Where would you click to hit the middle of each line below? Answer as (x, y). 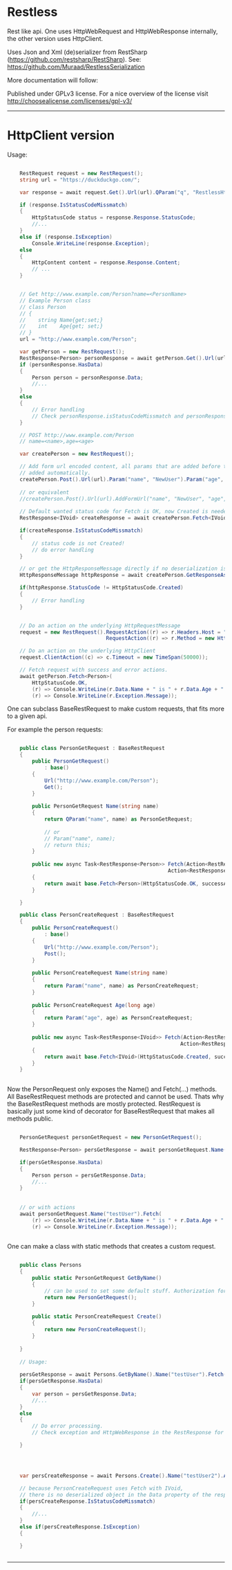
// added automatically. (55, 473)
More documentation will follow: (53, 80)
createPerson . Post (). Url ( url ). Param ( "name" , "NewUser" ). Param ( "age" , (122, 479)
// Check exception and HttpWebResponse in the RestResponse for (128, 1433)
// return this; (67, 845)
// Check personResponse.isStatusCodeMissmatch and (108, 416)
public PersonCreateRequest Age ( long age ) (94, 1005)
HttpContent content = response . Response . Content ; (106, 263)
